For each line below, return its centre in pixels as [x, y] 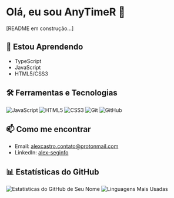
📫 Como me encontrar [48, 129]
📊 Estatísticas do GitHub [53, 172]
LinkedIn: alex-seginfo [41, 153]
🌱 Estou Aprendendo [45, 47]
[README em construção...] [40, 28]
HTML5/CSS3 [31, 74]
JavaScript [28, 67]
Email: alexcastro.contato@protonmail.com [66, 146]
